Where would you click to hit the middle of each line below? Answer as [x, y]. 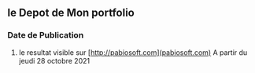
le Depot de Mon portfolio [71, 13]
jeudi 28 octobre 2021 [54, 60]
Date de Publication [46, 35]
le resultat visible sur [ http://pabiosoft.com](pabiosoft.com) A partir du [133, 52]
